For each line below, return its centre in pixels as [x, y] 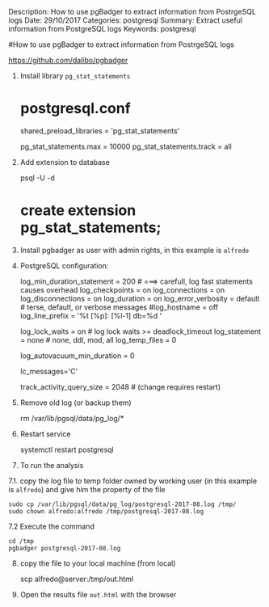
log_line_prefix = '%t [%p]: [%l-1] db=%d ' [91, 315]
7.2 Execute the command [51, 526]
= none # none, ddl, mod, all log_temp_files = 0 [98, 339]
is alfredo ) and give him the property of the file [87, 489]
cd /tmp [21, 541]
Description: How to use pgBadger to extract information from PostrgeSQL [132, 12]
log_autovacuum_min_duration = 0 [77, 356]
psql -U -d [37, 178]
